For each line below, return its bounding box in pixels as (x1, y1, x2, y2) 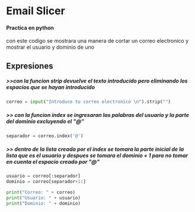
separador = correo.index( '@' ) (6, 132, 84, 139)
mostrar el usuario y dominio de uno (6, 43, 95, 51)
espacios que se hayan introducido (6, 84, 95, 91)
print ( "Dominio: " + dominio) (6, 200, 81, 206)
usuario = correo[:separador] (6, 173, 81, 179)
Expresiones (6, 61, 53, 71)
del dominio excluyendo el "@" (6, 118, 85, 125)
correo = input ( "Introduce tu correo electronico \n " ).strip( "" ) (6, 99, 171, 105)
